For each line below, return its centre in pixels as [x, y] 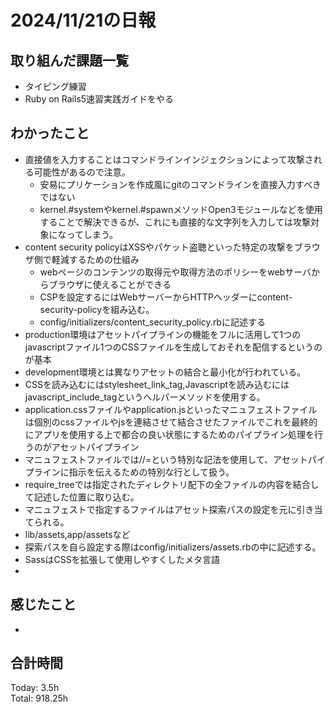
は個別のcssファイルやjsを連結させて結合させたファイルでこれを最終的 [171, 422]
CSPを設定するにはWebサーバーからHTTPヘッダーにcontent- [166, 297]
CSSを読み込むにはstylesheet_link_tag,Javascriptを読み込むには [157, 384]
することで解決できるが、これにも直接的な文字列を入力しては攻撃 [175, 222]
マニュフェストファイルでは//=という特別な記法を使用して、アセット [166, 459]
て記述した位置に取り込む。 [82, 497]
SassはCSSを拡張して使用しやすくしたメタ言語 [122, 559]
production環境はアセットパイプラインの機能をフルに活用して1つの [163, 334]
